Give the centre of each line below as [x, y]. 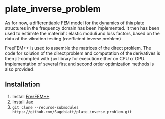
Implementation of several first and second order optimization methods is [80, 64]
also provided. [20, 69]
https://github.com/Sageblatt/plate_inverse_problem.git [72, 112]
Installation [23, 85]
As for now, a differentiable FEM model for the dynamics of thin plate [75, 23]
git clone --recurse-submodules [45, 107]
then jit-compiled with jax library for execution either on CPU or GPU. [75, 58]
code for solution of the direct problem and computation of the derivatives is [82, 53]
